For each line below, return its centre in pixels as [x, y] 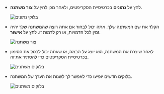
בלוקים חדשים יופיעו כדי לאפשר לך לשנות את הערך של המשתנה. [71, 76]
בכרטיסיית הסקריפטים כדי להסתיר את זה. [49, 57]
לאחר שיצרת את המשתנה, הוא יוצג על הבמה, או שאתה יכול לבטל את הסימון [82, 52]
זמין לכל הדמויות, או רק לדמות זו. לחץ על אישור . [55, 32]
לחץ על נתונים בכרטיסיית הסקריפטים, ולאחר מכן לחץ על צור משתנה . [76, 7]
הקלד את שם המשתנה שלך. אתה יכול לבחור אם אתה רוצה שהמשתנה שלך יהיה [85, 27]
